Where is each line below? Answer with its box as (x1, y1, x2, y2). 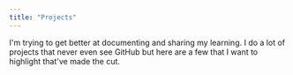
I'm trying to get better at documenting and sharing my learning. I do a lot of (9, 37, 285, 48)
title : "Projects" (9, 12, 77, 22)
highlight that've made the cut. (9, 56, 121, 66)
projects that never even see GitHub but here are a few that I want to (9, 46, 259, 57)
